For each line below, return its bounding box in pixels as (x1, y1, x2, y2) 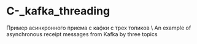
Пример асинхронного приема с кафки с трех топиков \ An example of (6, 24, 191, 31)
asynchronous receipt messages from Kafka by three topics (6, 30, 158, 37)
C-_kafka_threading (6, 4, 110, 18)
